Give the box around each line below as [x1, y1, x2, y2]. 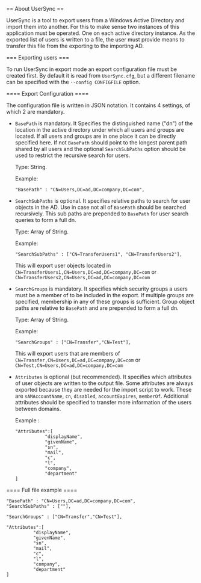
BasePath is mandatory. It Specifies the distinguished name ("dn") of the [14, 120, 193, 127]
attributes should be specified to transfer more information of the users [14, 399, 192, 406]
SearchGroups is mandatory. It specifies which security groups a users [14, 285, 188, 292]
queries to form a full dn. [14, 217, 76, 223]
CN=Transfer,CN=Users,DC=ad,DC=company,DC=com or [14, 356, 141, 363]
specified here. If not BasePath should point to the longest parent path [14, 139, 188, 146]
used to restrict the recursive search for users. [14, 152, 131, 159]
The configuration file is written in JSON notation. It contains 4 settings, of [6, 102, 191, 109]
